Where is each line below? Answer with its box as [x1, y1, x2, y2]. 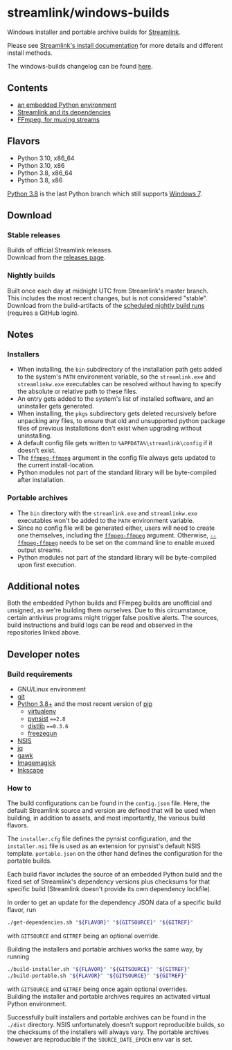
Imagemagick [17, 759, 57, 767]
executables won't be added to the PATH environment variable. [17, 516, 195, 524]
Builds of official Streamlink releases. [7, 246, 113, 255]
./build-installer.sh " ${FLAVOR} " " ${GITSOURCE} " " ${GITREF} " [7, 966, 190, 973]
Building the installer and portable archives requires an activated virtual [7, 992, 211, 1000]
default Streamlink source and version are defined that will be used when [7, 807, 216, 815]
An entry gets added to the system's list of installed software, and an [17, 395, 214, 403]
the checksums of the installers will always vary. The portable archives [7, 1028, 209, 1036]
